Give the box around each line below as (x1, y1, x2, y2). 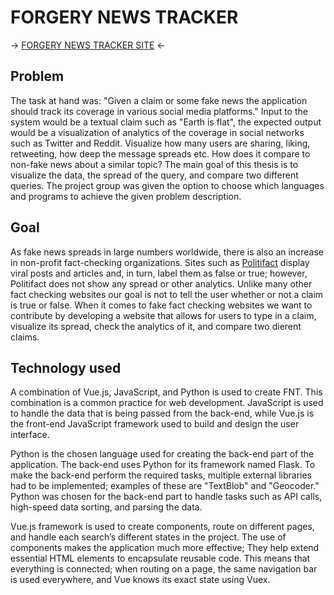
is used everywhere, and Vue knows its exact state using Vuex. (10, 574, 271, 586)
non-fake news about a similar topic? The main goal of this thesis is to (10, 158, 299, 170)
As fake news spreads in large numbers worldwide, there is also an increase (10, 246, 324, 258)
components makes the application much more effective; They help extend (10, 542, 320, 554)
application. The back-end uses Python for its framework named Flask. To (10, 459, 316, 471)
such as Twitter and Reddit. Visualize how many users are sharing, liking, (10, 137, 311, 149)
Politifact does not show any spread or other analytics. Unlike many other (10, 277, 313, 290)
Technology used (10, 359, 122, 376)
